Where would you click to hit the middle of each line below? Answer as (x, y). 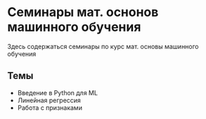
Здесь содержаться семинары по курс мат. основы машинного (103, 46)
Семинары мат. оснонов (83, 12)
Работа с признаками (50, 107)
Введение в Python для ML (58, 92)
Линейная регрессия (49, 100)
